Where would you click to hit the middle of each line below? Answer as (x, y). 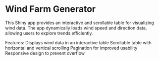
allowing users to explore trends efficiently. (49, 33)
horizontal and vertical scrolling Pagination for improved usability (71, 48)
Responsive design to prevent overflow (45, 53)
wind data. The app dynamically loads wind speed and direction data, (76, 28)
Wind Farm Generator (51, 9)
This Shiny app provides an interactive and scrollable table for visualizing (80, 23)
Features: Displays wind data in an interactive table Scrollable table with (79, 42)
